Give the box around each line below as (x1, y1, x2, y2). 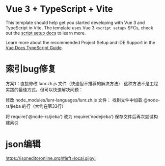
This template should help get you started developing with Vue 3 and (5, 20, 145, 25)
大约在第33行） (34, 103, 66, 109)
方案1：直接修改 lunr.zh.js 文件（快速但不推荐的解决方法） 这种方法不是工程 (5, 80, 159, 86)
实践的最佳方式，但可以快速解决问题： (5, 87, 83, 93)
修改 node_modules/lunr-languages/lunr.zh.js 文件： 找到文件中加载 (5, 97, 143, 103)
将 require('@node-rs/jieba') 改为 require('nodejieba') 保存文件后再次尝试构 (5, 114, 158, 119)
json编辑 (5, 139, 41, 150)
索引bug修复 (5, 64, 56, 74)
